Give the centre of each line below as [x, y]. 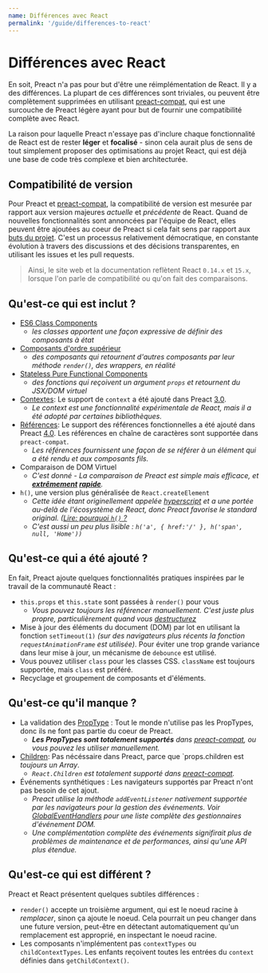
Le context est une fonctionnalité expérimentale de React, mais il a [142, 408]
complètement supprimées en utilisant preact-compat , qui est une [117, 101]
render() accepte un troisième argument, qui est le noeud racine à [129, 909]
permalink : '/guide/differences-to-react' [80, 23]
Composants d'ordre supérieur [70, 349]
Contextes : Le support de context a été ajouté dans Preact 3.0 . [123, 399]
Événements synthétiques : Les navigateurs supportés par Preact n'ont [136, 781]
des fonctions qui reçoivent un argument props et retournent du [136, 382]
